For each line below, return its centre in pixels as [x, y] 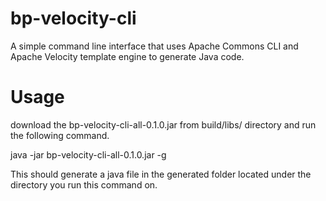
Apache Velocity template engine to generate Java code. [127, 56]
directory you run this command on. [84, 184]
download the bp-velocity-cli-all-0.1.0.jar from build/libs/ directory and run [163, 124]
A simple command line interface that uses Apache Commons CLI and [154, 46]
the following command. [60, 135]
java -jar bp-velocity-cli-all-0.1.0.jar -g [88, 154]
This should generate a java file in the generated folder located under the [161, 174]
